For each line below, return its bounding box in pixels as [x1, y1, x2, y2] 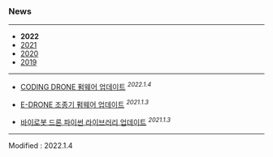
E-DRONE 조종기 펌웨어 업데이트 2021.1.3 [19, 98, 149, 109]
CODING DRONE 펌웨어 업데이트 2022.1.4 [19, 81, 152, 91]
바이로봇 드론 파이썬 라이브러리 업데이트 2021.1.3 [19, 116, 171, 127]
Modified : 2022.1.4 [8, 141, 73, 151]
